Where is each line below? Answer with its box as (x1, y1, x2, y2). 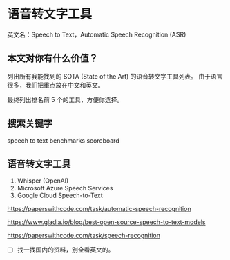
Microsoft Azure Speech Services (17, 184, 113, 192)
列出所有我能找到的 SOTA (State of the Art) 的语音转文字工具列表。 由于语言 (7, 72, 223, 80)
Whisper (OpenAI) (17, 177, 69, 185)
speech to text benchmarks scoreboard (7, 136, 119, 145)
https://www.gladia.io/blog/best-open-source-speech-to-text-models (7, 218, 206, 226)
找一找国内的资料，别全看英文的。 (17, 246, 115, 254)
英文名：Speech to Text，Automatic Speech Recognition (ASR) (7, 30, 186, 39)
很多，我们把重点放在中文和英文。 (7, 81, 104, 89)
